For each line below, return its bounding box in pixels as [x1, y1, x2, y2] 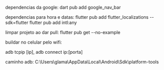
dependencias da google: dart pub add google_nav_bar [5, 5, 121, 10]
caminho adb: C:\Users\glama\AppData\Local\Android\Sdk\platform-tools [5, 59, 159, 65]
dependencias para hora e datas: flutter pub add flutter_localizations [5, 14, 149, 20]
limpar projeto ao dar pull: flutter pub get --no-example [5, 29, 121, 35]
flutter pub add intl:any [29, 20, 77, 25]
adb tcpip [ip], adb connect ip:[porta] [5, 49, 83, 55]
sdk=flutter [5, 20, 29, 25]
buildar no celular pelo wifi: [5, 39, 62, 45]
